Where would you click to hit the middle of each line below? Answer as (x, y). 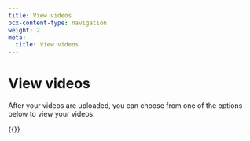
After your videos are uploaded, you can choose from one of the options (125, 106)
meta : (17, 37)
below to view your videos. (52, 114)
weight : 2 (24, 30)
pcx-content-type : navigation (58, 23)
